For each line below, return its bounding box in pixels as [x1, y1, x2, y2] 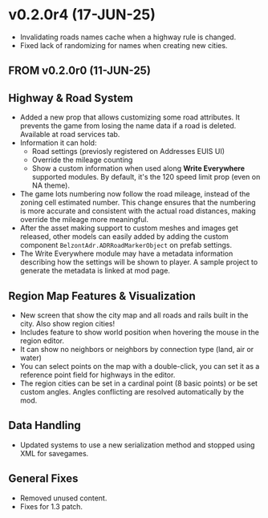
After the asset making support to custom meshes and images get [19, 223, 239, 233]
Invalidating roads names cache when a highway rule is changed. [19, 32, 237, 42]
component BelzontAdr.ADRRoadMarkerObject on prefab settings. [19, 241, 233, 250]
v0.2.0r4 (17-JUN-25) [8, 6, 156, 24]
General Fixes [8, 471, 79, 486]
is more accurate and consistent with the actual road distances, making [19, 206, 257, 216]
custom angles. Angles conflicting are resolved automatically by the [19, 386, 245, 396]
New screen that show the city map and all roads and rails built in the [19, 310, 249, 320]
